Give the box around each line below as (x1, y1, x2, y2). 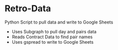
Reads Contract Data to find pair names (11, 34, 93, 40)
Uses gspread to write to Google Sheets (11, 39, 94, 45)
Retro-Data (4, 3, 52, 14)
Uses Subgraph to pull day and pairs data (11, 28, 97, 34)
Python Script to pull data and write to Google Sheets (4, 19, 114, 25)
